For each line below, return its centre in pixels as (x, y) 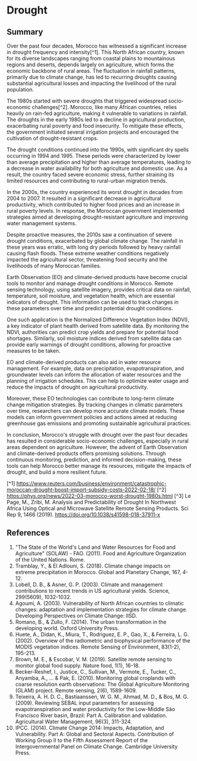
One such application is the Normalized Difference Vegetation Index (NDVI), (98, 320)
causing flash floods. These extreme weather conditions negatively (88, 253)
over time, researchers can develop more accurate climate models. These (96, 411)
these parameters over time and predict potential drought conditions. (90, 308)
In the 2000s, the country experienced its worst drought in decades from (95, 192)
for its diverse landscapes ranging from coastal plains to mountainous (91, 58)
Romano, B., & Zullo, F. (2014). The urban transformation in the (91, 621)
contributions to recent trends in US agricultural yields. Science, (92, 590)
